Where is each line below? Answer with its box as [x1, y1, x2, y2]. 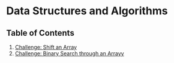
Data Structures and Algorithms [6, 4, 168, 18]
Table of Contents [6, 28, 75, 38]
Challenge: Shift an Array [14, 43, 77, 51]
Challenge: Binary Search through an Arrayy [14, 50, 124, 57]
